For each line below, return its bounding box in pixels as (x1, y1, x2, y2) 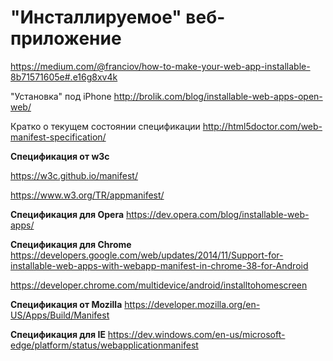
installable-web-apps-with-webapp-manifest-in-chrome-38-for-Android (10, 259, 309, 271)
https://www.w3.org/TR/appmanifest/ (10, 189, 165, 201)
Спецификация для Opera (10, 208, 125, 220)
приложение (10, 27, 122, 50)
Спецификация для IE (10, 328, 106, 340)
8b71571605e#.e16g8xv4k (10, 71, 118, 83)
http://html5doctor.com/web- (202, 120, 323, 132)
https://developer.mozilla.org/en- (124, 298, 261, 310)
